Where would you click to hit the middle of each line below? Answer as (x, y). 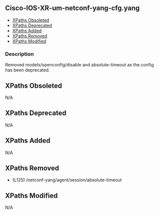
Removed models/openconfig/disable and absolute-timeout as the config (79, 65)
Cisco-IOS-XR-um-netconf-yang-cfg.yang (72, 8)
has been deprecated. (28, 70)
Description (20, 54)
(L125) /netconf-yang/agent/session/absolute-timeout (67, 180)
